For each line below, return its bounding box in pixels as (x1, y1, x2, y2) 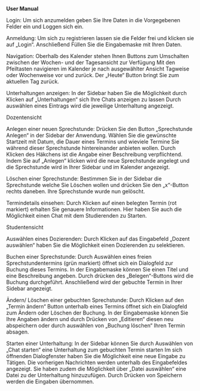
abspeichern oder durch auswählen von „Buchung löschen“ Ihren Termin (6, 322, 185, 329)
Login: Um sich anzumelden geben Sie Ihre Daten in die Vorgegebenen (6, 17, 181, 23)
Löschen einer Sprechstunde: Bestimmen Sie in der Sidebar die (6, 175, 162, 182)
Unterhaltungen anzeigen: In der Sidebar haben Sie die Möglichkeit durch (6, 90, 187, 96)
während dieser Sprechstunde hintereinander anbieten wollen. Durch (6, 145, 176, 151)
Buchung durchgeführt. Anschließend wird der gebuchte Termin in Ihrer (6, 279, 183, 286)
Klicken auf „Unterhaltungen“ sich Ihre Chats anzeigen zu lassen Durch (6, 96, 181, 103)
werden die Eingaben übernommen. (6, 378, 94, 385)
